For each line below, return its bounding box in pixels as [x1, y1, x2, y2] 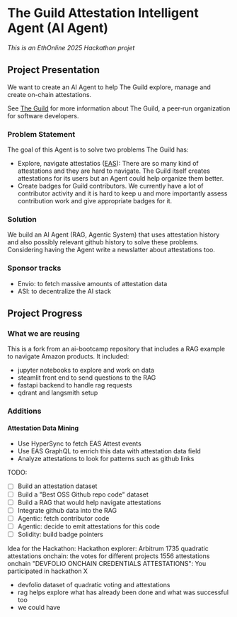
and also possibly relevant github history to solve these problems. [7, 238, 200, 247]
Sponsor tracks [7, 264, 62, 273]
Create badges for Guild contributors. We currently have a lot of [17, 182, 204, 191]
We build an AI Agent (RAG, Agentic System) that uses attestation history [7, 230, 220, 239]
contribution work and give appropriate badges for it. [17, 197, 173, 205]
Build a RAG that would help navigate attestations [17, 498, 161, 506]
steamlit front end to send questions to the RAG [17, 373, 156, 382]
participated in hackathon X [7, 567, 88, 575]
